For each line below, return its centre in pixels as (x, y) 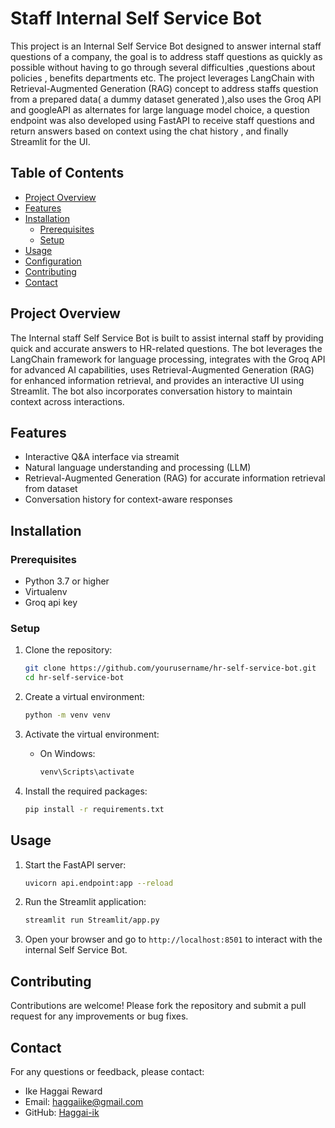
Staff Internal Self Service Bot (136, 18)
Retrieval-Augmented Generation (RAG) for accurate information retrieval (175, 478)
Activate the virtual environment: (92, 734)
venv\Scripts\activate (87, 772)
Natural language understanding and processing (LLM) (138, 468)
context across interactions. (67, 401)
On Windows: (67, 753)
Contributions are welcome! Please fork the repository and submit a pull (158, 1006)
